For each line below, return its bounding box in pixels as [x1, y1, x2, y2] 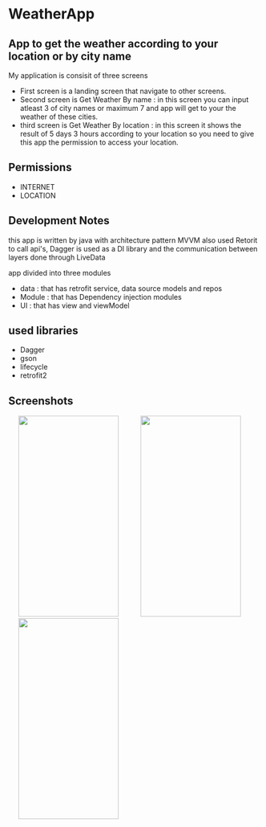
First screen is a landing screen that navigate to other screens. [19, 86, 227, 96]
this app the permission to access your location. [19, 137, 179, 147]
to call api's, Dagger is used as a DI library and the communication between [8, 244, 258, 253]
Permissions [8, 161, 72, 174]
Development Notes [8, 214, 110, 227]
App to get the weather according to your [8, 37, 219, 51]
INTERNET [19, 182, 55, 191]
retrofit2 [19, 371, 47, 380]
